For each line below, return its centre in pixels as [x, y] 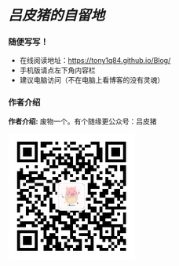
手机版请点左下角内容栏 [57, 70]
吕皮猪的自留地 [57, 15]
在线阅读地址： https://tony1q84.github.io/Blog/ [95, 61]
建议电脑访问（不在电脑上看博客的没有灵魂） [92, 80]
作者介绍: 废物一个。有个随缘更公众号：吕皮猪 [82, 121]
